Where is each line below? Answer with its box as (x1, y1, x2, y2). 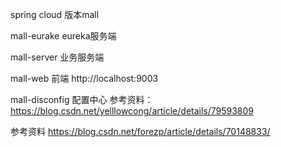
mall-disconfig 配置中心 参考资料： (10, 94, 154, 105)
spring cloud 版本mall (10, 9, 100, 20)
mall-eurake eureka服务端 (10, 30, 117, 42)
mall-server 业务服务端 (10, 51, 105, 63)
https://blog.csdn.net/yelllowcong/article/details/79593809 (10, 105, 255, 117)
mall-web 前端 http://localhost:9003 (10, 73, 159, 84)
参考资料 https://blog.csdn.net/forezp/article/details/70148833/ (10, 126, 271, 137)
